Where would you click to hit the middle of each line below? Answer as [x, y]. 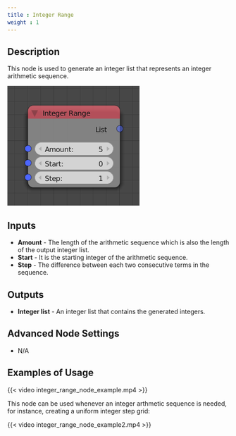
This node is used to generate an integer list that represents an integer [110, 69]
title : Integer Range [41, 15]
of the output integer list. [53, 250]
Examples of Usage [50, 373]
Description [33, 52]
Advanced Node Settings [63, 334]
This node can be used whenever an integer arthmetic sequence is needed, [117, 403]
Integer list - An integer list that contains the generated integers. [111, 311]
